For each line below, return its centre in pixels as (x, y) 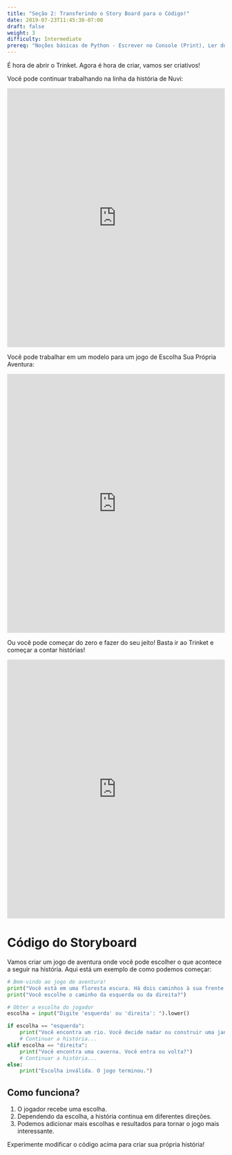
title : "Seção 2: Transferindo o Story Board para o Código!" (98, 13)
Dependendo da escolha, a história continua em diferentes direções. (114, 1116)
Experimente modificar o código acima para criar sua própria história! (106, 1145)
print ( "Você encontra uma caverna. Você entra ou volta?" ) (106, 1051)
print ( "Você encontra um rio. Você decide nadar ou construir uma (117, 1033)
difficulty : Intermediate (44, 39)
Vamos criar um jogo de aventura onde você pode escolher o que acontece (115, 962)
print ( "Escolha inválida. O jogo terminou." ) (86, 1071)
